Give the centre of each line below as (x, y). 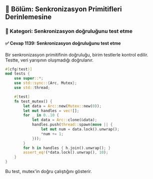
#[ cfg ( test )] (19, 69)
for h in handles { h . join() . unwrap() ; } (67, 148)
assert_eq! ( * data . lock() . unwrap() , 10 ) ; (66, 152)
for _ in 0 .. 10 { (41, 115)
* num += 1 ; (52, 134)
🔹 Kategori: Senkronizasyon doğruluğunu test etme (69, 31)
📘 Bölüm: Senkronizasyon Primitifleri (63, 9)
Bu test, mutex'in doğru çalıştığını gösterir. (49, 171)
